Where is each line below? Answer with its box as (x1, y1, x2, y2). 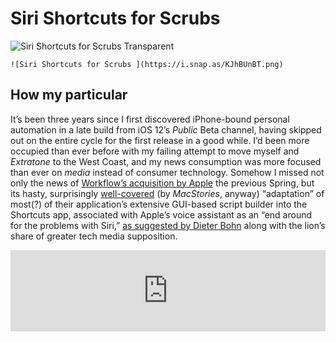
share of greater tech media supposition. (10, 230, 178, 242)
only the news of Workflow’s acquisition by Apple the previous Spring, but (10, 177, 315, 189)
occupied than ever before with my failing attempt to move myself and (10, 145, 300, 157)
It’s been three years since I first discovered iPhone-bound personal (10, 113, 290, 125)
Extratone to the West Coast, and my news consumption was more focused (10, 155, 322, 167)
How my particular (10, 87, 128, 104)
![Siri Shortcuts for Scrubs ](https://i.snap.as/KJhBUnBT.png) (10, 59, 284, 69)
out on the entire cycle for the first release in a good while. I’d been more (10, 134, 310, 146)
